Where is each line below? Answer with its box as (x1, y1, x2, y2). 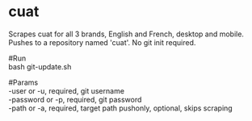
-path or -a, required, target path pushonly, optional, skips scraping (8, 103, 233, 113)
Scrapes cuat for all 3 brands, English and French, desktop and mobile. (8, 29, 245, 39)
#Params (8, 77, 39, 87)
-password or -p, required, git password (8, 94, 142, 104)
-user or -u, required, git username (8, 86, 125, 95)
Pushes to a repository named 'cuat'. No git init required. (8, 37, 196, 47)
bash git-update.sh (8, 61, 72, 71)
